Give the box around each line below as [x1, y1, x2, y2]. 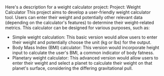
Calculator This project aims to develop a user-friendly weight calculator [5, 9, 151, 15]
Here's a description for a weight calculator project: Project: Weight [5, 4, 141, 10]
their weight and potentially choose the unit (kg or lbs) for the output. [12, 39, 152, 45]
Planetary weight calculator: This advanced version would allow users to [12, 55, 159, 60]
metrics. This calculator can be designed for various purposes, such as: [5, 25, 150, 31]
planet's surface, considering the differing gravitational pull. [12, 65, 133, 71]
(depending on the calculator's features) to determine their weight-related [5, 19, 154, 25]
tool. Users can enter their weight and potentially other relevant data [5, 15, 143, 20]
